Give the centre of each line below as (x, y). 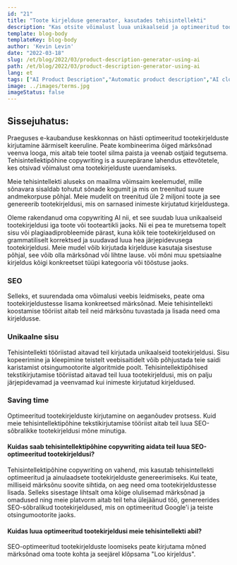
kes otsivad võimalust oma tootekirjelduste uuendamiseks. (92, 168)
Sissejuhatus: (38, 121)
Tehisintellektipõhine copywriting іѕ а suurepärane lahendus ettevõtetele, (114, 160)
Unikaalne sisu (33, 337)
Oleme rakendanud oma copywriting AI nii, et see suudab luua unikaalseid (115, 217)
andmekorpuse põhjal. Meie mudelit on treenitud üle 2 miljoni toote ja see (114, 196)
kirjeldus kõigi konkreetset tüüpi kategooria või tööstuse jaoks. (98, 262)
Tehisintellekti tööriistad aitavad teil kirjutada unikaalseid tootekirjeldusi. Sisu (119, 352)
